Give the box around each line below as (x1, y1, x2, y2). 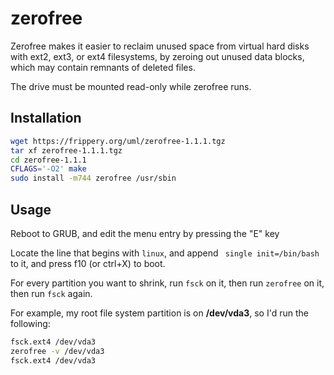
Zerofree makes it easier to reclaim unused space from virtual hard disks (10, 40, 310, 52)
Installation (10, 110, 82, 127)
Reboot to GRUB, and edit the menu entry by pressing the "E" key (10, 227, 280, 239)
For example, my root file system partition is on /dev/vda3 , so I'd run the (10, 307, 309, 319)
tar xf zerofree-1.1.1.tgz (10, 145, 123, 156)
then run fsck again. (10, 287, 93, 299)
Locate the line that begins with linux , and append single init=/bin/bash (10, 247, 320, 259)
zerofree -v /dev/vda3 (10, 346, 105, 356)
